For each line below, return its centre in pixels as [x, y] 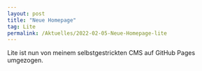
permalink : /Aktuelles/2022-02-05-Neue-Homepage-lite [87, 33]
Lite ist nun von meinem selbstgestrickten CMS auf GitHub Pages [101, 53]
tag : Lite [22, 26]
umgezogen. [26, 61]
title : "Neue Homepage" [42, 20]
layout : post [26, 14]
